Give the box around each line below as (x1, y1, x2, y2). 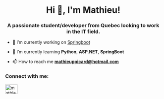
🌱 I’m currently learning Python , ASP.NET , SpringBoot (12, 49, 124, 55)
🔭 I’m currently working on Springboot (12, 39, 91, 45)
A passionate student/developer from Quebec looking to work (7, 22, 160, 29)
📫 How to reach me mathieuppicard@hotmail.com (12, 59, 119, 65)
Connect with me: (5, 73, 49, 80)
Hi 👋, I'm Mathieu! (46, 4, 120, 16)
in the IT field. (66, 28, 101, 35)
